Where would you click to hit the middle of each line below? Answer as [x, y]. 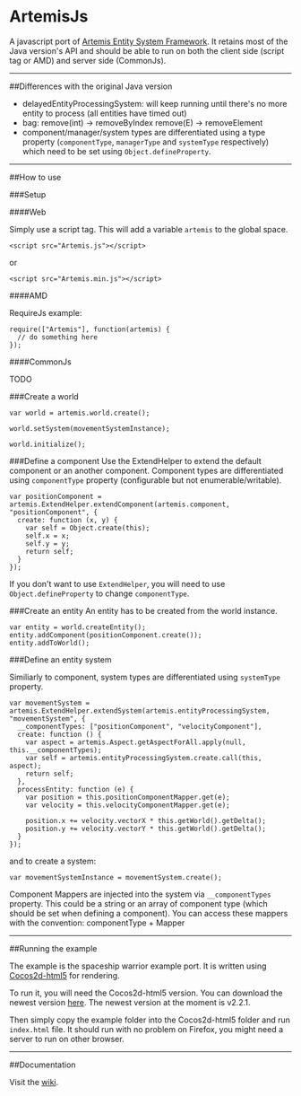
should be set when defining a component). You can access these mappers [149, 913]
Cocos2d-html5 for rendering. [64, 975]
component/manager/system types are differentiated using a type [144, 132]
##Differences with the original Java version [91, 86]
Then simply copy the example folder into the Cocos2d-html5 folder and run [150, 1020]
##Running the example [53, 948]
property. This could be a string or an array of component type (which [138, 903]
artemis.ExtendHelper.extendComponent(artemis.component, [120, 504]
